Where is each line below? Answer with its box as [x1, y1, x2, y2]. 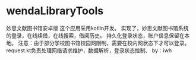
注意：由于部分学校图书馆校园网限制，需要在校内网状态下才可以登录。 [17, 39, 190, 46]
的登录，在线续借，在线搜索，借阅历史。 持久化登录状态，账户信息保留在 [6, 31, 185, 39]
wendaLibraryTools [6, 4, 104, 18]
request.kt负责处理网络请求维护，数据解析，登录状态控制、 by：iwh [6, 46, 172, 54]
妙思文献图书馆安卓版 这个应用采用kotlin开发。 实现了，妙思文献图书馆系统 [6, 24, 189, 31]
